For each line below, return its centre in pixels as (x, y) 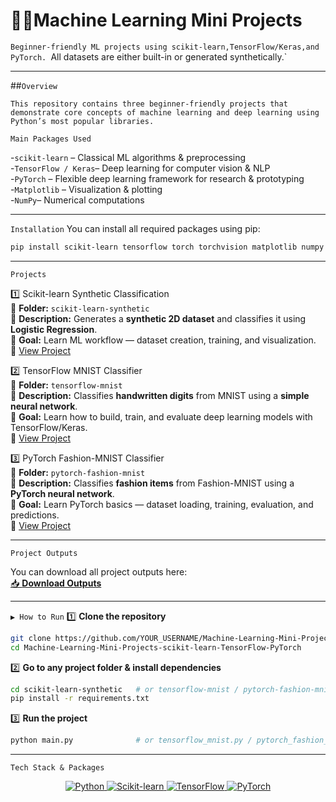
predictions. (35, 515)
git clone (31, 638)
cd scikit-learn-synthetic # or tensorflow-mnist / (125, 689)
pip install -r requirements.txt (80, 699)
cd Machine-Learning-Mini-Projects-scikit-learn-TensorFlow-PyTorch (156, 647)
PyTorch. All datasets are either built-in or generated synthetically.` (149, 56)
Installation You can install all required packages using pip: (135, 228)
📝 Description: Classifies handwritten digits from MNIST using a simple (160, 395)
